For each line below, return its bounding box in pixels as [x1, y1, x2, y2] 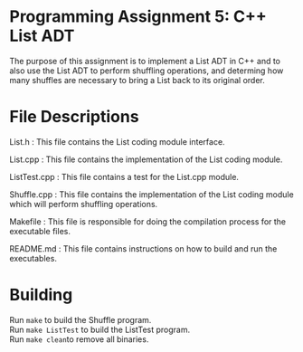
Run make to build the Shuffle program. [9, 314, 152, 325]
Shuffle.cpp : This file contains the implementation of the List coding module [9, 188, 294, 200]
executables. [9, 252, 57, 263]
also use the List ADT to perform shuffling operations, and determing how [9, 65, 284, 76]
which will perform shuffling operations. [9, 198, 158, 209]
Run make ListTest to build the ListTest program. [9, 324, 191, 335]
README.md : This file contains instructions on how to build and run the [9, 243, 278, 254]
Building [9, 285, 73, 305]
